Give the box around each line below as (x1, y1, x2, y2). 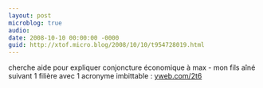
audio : (8, 26, 30, 34)
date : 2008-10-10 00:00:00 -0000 (8, 33, 120, 42)
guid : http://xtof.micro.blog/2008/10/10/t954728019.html (8, 41, 205, 49)
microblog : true (8, 19, 62, 27)
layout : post (8, 11, 52, 20)
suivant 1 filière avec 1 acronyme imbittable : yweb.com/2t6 (8, 71, 202, 81)
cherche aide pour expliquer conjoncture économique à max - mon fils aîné (8, 63, 256, 72)
